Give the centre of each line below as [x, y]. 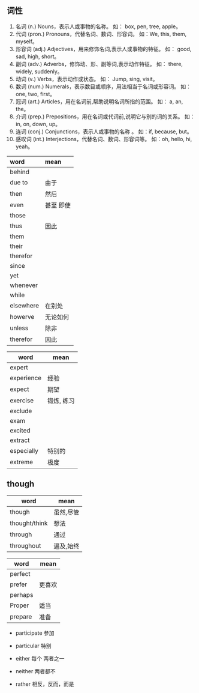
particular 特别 [33, 646]
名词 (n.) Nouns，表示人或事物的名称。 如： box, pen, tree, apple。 [98, 26]
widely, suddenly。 [39, 71]
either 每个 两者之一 [40, 658]
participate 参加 [35, 633]
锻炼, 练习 [61, 401]
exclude [21, 411]
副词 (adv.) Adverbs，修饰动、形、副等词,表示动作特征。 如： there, [99, 64]
